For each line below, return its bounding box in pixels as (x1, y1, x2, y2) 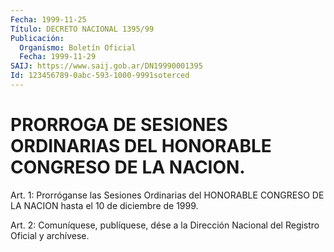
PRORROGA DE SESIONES (10, 114, 228, 136)
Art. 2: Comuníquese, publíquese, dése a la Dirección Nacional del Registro (10, 219, 320, 231)
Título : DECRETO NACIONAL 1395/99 (10, 24, 155, 34)
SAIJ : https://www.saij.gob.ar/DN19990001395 (10, 61, 203, 71)
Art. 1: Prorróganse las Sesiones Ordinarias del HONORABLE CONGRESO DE (10, 189, 325, 201)
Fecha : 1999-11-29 (19, 52, 97, 62)
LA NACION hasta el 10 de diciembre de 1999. (10, 199, 199, 211)
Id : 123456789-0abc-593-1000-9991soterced (10, 71, 190, 81)
